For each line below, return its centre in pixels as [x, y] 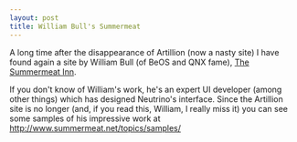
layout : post [34, 18]
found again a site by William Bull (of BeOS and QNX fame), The [129, 62]
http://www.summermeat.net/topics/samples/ [95, 127]
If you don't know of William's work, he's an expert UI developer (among [146, 89]
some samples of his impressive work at [85, 118]
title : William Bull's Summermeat [75, 26]
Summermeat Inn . [43, 71]
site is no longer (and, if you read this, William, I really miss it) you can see [148, 108]
